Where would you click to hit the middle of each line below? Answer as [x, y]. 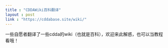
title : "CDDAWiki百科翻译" [33, 10]
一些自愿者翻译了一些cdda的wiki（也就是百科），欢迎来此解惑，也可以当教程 [84, 34]
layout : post [20, 15]
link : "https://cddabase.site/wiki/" [46, 19]
